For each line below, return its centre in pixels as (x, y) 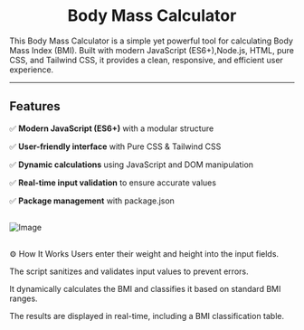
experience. (32, 70)
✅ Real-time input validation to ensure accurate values (113, 183)
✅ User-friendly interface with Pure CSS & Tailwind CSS (115, 146)
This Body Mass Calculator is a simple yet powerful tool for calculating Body (152, 41)
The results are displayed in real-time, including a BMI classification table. (147, 316)
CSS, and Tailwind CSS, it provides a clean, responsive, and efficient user (146, 60)
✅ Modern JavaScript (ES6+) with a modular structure (112, 128)
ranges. (24, 298)
